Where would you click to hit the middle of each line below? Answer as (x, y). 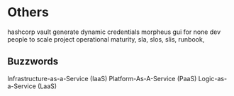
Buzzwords (33, 62)
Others (28, 12)
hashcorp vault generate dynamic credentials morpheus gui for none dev (114, 32)
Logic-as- (213, 78)
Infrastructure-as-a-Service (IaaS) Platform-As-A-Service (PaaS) (102, 78)
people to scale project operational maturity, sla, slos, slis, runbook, (106, 39)
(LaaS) (48, 86)
